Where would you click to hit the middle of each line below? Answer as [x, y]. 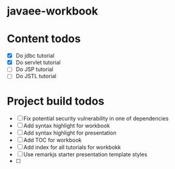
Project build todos [56, 101]
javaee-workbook [53, 11]
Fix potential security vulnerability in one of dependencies [96, 119]
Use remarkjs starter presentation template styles [85, 154]
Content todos [44, 39]
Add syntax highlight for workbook [67, 126]
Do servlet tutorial [38, 62]
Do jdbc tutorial [35, 56]
